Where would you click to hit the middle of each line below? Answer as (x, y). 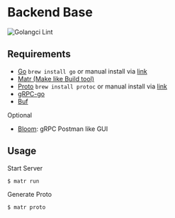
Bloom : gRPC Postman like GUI (63, 129)
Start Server (25, 168)
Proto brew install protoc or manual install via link (92, 86)
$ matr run (23, 181)
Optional (20, 115)
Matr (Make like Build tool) (56, 79)
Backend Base (50, 12)
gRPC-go (31, 93)
